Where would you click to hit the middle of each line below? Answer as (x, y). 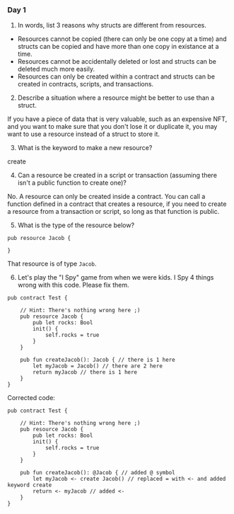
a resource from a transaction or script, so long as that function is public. (113, 212)
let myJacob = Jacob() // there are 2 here (98, 366)
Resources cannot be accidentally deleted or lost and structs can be (117, 62)
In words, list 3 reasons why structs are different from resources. (112, 25)
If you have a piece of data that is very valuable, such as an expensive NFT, (117, 119)
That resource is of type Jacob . (52, 264)
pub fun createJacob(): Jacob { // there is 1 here (98, 360)
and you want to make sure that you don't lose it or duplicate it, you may (112, 127)
